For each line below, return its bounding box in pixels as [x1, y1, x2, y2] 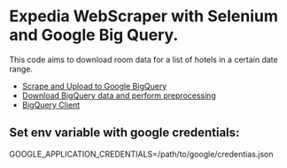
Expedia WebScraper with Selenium [9, 6, 279, 27]
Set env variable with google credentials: [9, 126, 240, 141]
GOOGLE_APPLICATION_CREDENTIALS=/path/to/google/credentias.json [9, 149, 274, 159]
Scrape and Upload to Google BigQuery [21, 80, 167, 91]
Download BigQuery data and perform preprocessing [21, 90, 217, 101]
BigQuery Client [21, 99, 81, 110]
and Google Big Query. [9, 25, 179, 45]
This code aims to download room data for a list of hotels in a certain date [9, 54, 278, 65]
